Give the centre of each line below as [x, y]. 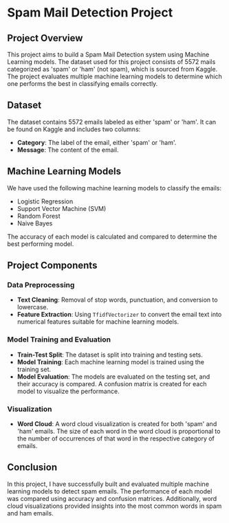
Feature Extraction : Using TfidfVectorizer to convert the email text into [119, 315]
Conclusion [32, 468]
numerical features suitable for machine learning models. [98, 322]
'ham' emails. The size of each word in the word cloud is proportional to [119, 431]
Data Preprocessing [41, 285]
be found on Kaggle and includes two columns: [74, 129]
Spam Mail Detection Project [90, 13]
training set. [34, 369]
